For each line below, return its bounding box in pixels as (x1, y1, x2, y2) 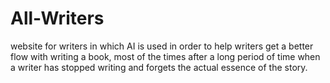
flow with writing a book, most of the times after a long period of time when (10, 50, 321, 62)
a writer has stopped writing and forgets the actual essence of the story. (10, 61, 308, 73)
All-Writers (10, 7, 105, 30)
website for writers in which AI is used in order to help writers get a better (10, 40, 314, 52)
